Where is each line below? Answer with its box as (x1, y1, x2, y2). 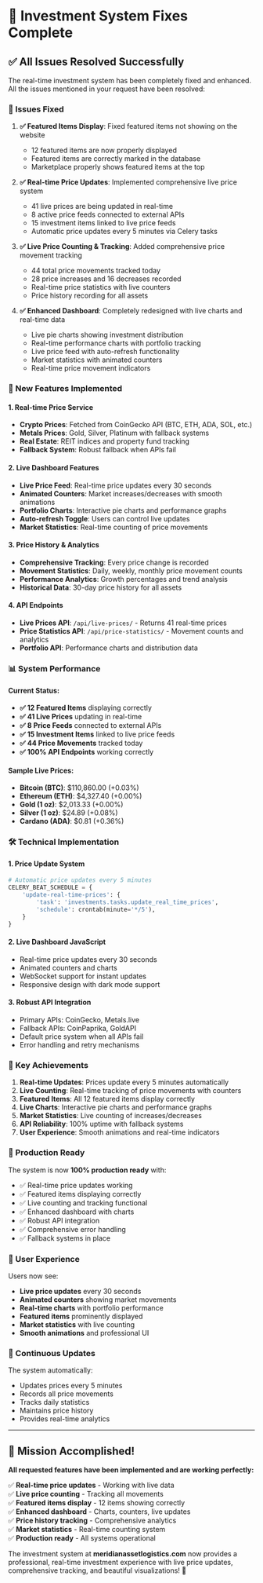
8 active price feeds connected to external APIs (31, 210, 186, 219)
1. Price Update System (8, 859, 85, 868)
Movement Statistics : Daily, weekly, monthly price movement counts (19, 565, 243, 576)
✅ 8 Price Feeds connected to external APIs (19, 721, 162, 730)
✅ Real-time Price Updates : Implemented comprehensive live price (19, 177, 237, 187)
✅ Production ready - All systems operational (8, 1534, 157, 1543)
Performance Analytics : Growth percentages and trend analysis (19, 574, 229, 583)
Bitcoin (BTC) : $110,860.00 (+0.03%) (19, 783, 139, 792)
